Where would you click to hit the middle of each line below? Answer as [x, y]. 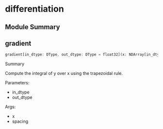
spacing [20, 121]
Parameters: [17, 83]
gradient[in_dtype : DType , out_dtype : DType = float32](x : [66, 55]
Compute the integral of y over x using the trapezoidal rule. [64, 74]
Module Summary [33, 27]
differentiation [34, 9]
